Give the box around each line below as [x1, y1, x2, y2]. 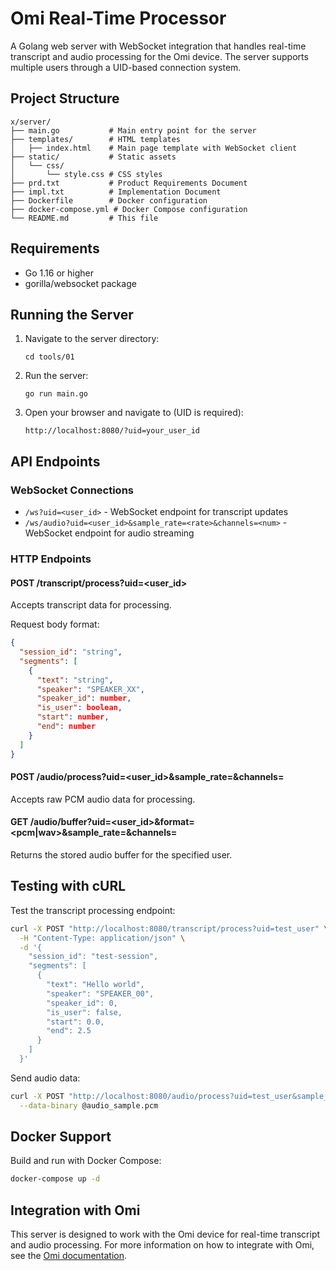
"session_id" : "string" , [19, 647, 123, 657]
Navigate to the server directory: [24, 333, 160, 345]
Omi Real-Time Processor [10, 7, 227, 30]
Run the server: [24, 370, 89, 382]
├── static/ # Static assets [10, 152, 177, 162]
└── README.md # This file [10, 213, 159, 223]
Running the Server [10, 306, 134, 323]
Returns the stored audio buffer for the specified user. [10, 848, 233, 861]
